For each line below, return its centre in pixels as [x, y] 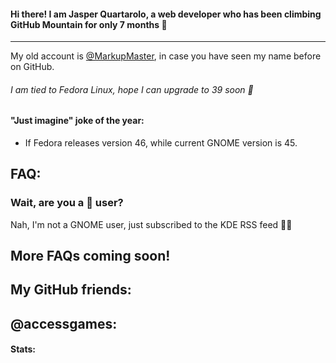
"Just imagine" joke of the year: [77, 121]
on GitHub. [32, 67]
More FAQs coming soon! [90, 256]
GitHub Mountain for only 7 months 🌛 [89, 24]
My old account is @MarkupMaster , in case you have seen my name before [166, 56]
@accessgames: [64, 323]
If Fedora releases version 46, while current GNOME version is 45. [161, 143]
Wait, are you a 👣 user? [67, 203]
